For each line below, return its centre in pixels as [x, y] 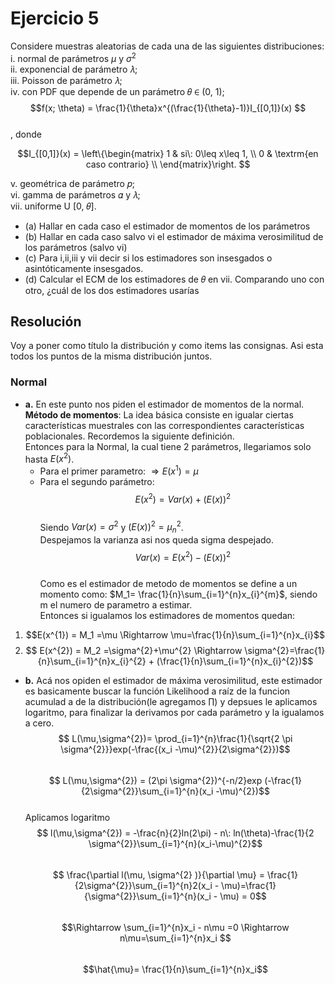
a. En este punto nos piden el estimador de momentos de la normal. [164, 404]
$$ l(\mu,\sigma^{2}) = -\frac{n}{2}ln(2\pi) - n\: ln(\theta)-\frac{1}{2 [175, 833]
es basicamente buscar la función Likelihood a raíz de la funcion [157, 691]
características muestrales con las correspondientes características [164, 425]
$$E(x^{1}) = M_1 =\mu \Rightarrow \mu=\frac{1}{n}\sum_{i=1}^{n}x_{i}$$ [175, 634]
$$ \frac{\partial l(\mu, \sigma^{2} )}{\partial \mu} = [159, 874]
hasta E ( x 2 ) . [49, 458]
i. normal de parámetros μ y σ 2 [73, 57]
